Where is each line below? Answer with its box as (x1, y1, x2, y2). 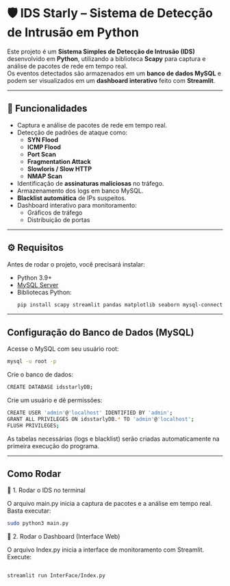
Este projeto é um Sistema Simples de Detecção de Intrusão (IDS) (7, 47, 195, 56)
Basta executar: (7, 506, 51, 515)
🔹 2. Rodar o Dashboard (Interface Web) (7, 533, 120, 541)
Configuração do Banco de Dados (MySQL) (7, 326, 194, 338)
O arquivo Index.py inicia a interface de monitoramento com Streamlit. (7, 546, 205, 554)
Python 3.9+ (16, 273, 53, 282)
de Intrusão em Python (7, 25, 139, 40)
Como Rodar (7, 468, 62, 480)
